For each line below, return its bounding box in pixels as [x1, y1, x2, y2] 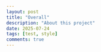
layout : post [6, 8, 39, 15]
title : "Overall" [6, 14, 50, 20]
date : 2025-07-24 [6, 25, 50, 32]
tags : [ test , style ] [6, 31, 58, 37]
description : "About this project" [6, 20, 96, 26]
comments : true [6, 36, 44, 42]
